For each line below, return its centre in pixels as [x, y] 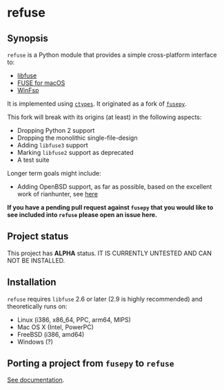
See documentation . [36, 380]
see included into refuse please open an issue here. [82, 215]
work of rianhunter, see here [58, 194]
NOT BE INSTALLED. [36, 260]
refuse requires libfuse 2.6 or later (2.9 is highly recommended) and [105, 299]
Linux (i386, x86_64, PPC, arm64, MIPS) [74, 319]
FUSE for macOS [41, 83]
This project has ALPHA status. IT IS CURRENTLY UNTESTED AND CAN [110, 253]
